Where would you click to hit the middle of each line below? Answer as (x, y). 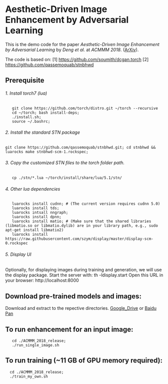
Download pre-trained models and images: (73, 296)
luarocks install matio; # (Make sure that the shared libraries (81, 221)
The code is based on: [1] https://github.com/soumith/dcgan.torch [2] (77, 59)
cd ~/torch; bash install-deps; (46, 113)
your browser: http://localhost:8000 (42, 280)
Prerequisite (25, 80)
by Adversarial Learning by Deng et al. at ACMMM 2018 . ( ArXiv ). (72, 50)
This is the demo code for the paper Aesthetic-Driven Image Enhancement (82, 44)
